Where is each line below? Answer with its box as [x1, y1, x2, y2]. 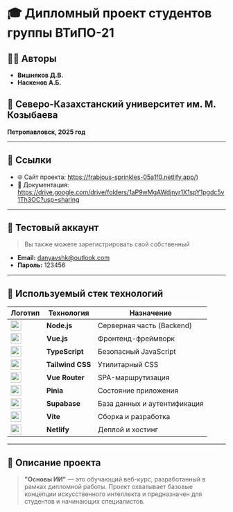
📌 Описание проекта [7, 456, 101, 468]
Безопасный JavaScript [98, 347, 176, 357]
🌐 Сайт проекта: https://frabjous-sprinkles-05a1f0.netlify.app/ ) [17, 173, 199, 181]
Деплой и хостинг [98, 425, 158, 434]
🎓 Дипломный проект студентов [7, 6, 212, 22]
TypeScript [46, 347, 85, 357]
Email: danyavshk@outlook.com [17, 254, 110, 262]
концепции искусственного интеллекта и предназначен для [24, 490, 202, 498]
